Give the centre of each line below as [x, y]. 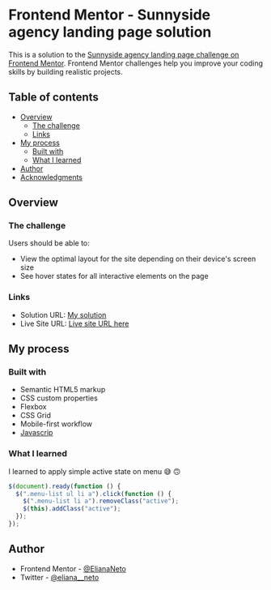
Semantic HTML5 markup [63, 390]
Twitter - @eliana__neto [59, 577]
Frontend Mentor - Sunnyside [110, 15]
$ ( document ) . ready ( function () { [65, 486]
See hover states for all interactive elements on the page [114, 276]
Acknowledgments [51, 177]
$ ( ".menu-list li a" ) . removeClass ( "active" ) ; [101, 501]
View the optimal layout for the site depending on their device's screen [138, 259]
